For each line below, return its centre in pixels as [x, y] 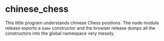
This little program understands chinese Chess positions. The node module [82, 23]
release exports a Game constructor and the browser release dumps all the [80, 28]
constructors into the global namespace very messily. [60, 33]
